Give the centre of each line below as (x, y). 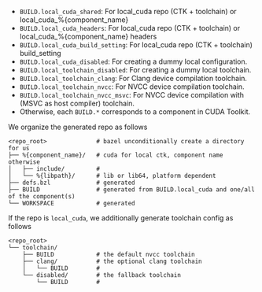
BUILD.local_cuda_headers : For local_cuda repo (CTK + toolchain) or (130, 28)
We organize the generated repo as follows (78, 127)
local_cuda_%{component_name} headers (88, 36)
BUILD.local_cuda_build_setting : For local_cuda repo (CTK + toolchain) (136, 45)
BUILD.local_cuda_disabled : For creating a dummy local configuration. (133, 61)
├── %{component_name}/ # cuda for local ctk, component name (116, 155)
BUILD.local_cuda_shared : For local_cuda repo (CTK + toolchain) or (128, 11)
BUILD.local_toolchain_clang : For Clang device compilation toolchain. (133, 78)
